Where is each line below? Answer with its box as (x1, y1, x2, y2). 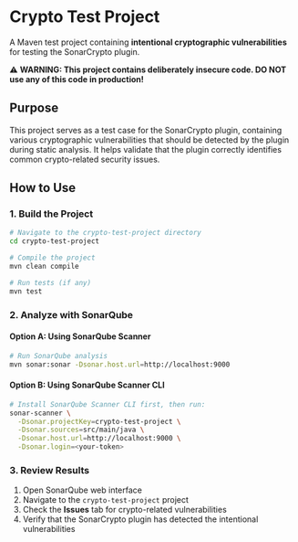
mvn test (9, 286, 43, 296)
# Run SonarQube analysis (9, 351, 108, 360)
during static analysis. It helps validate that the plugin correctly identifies (9, 143, 283, 154)
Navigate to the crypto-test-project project (22, 494, 190, 505)
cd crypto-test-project (9, 237, 100, 246)
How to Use (9, 180, 77, 196)
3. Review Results (9, 463, 89, 476)
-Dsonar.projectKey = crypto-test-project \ (17, 417, 181, 426)
